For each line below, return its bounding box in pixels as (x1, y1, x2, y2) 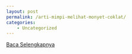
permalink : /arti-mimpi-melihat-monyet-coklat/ (6, 14, 127, 20)
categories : (6, 19, 36, 25)
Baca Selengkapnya (6, 41, 55, 48)
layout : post (6, 8, 39, 15)
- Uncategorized (17, 25, 58, 31)
